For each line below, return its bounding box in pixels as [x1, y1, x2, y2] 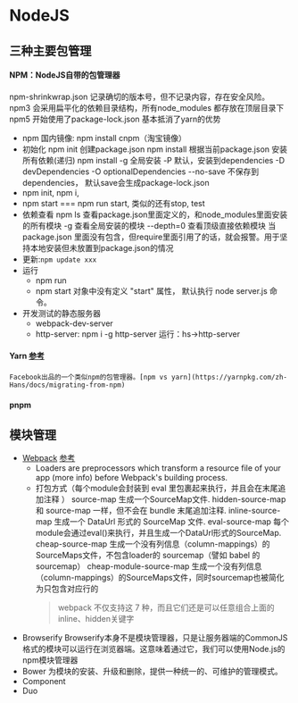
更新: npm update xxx [21, 254, 97, 264]
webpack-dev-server [35, 318, 113, 329]
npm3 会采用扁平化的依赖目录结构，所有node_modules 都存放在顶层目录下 [9, 102, 285, 113]
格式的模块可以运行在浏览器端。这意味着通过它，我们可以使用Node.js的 [21, 644, 286, 655]
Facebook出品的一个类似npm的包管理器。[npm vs [9, 372, 168, 381]
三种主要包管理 [9, 43, 92, 58]
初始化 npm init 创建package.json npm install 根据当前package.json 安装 [21, 144, 288, 155]
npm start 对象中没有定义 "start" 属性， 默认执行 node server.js [35, 285, 268, 296]
